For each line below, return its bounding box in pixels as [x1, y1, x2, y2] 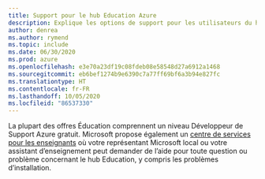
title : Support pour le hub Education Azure [8, 11, 157, 20]
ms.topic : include [8, 41, 69, 49]
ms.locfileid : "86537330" [8, 99, 93, 107]
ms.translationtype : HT [8, 77, 87, 85]
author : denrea [8, 26, 58, 34]
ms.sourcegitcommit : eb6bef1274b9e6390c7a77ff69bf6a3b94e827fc [8, 70, 221, 78]
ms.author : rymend [8, 33, 69, 42]
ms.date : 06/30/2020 [8, 48, 77, 56]
